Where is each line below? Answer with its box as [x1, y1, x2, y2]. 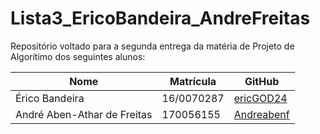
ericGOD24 [233, 91, 288, 105]
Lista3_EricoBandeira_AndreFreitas [10, 7, 311, 30]
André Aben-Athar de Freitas [15, 107, 153, 121]
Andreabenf [233, 107, 290, 121]
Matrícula [169, 74, 217, 88]
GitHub [244, 74, 280, 88]
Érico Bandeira [15, 91, 85, 105]
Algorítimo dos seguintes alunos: [10, 50, 146, 62]
